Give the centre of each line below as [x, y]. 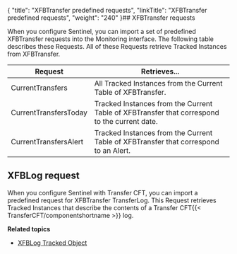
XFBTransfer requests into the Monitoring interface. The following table [110, 39]
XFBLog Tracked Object [52, 243]
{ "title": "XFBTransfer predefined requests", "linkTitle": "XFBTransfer [107, 10]
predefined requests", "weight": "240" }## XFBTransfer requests [101, 18]
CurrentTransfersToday [49, 112]
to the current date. [126, 121]
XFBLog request [43, 176]
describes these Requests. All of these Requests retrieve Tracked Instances [117, 46]
